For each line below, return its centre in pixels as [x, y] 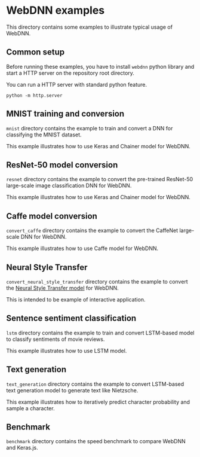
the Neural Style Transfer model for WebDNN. [63, 288]
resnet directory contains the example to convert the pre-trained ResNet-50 [100, 179]
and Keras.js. [22, 448]
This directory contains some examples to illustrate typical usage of [90, 27]
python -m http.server [34, 95]
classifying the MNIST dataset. [44, 135]
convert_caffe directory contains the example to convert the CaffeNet [92, 230]
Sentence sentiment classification [71, 319]
